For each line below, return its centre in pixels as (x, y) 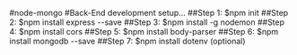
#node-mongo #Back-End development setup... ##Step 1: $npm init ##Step (149, 13)
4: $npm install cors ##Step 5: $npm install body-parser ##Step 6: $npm (144, 31)
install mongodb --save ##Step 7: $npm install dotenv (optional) (127, 41)
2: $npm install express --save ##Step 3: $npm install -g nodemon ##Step (147, 22)
